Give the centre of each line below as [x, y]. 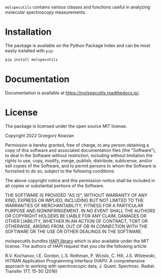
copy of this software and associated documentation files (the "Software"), [81, 150]
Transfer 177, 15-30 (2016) [31, 271]
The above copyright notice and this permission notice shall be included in [80, 180]
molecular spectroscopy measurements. [46, 12]
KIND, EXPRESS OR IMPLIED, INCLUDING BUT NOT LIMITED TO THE [74, 200]
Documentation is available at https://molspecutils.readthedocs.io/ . [73, 93]
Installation [28, 32]
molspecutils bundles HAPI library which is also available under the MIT [77, 241]
